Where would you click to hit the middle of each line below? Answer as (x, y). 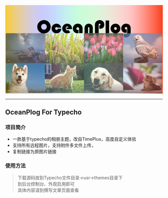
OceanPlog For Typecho (43, 112)
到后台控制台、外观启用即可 (46, 184)
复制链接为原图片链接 (34, 152)
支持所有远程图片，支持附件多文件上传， (54, 145)
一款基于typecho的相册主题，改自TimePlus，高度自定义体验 (74, 139)
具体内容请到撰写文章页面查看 (48, 190)
